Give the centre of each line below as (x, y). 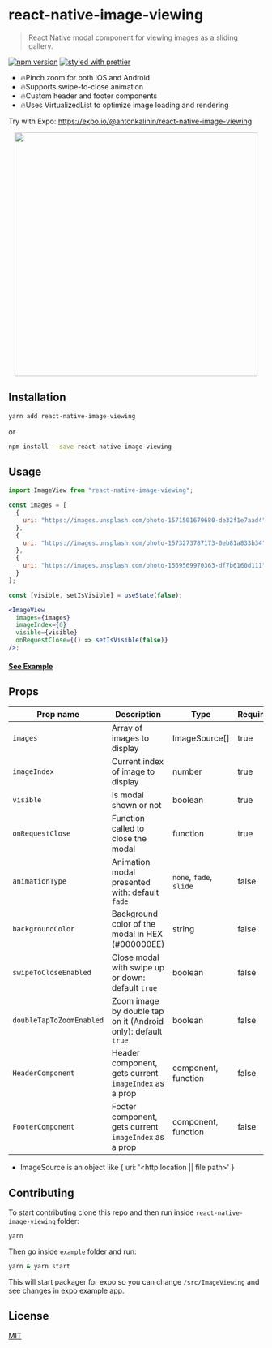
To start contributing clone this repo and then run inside (101, 1212)
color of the (134, 924)
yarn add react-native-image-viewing (72, 416)
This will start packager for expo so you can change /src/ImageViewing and (134, 1281)
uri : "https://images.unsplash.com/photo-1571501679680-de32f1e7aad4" (144, 520)
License (29, 1316)
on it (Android (138, 1022)
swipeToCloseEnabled (52, 973)
